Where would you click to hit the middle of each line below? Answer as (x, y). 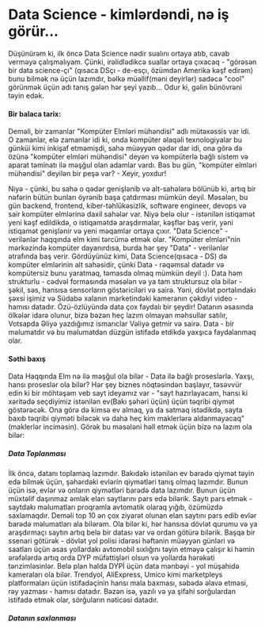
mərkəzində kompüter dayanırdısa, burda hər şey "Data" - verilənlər (119, 248)
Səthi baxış (27, 359)
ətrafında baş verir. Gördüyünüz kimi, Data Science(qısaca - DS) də (118, 256)
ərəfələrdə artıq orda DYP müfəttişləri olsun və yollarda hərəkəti (112, 558)
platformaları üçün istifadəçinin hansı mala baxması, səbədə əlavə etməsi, (128, 583)
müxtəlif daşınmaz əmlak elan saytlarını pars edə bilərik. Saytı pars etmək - (131, 499)
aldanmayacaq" (219, 419)
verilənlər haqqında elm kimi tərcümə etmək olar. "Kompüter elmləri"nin (125, 240)
